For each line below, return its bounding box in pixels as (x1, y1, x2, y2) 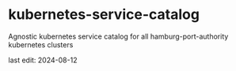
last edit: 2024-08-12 (8, 55, 78, 65)
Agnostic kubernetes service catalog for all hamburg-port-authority (8, 32, 229, 41)
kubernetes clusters (8, 39, 74, 49)
